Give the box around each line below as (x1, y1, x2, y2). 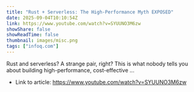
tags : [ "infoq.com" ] (6, 44, 59, 50)
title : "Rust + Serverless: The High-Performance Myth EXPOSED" (6, 9, 174, 15)
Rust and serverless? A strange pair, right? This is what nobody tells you (6, 59, 188, 67)
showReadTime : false (6, 32, 59, 38)
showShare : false (6, 26, 51, 33)
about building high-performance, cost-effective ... (6, 66, 135, 74)
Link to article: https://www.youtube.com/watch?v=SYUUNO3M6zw (15, 78, 187, 86)
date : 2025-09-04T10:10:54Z (6, 15, 78, 21)
